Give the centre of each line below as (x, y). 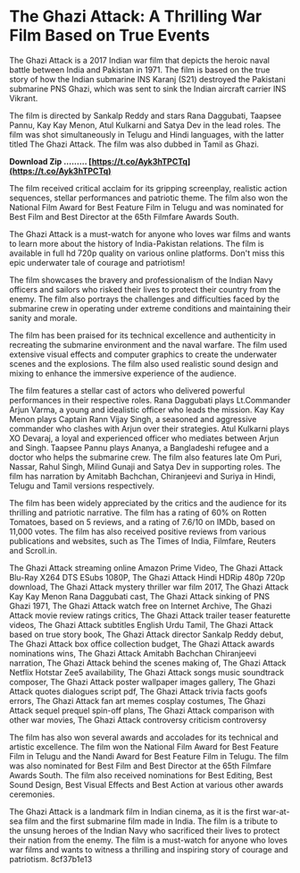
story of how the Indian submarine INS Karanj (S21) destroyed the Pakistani (147, 79)
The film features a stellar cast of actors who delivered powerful (127, 390)
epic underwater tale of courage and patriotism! (97, 262)
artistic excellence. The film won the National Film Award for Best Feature (144, 746)
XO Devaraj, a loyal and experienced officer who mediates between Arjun (144, 438)
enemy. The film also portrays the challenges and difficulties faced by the (144, 299)
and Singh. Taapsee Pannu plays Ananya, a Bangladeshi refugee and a (139, 447)
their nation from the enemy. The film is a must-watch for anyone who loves (149, 840)
